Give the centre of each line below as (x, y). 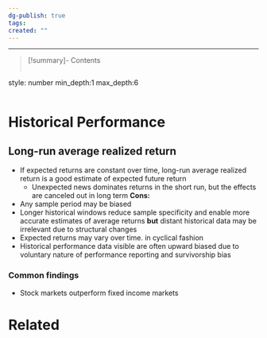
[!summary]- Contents (64, 60)
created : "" (28, 30)
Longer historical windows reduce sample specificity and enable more (135, 212)
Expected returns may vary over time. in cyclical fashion (112, 238)
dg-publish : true (37, 16)
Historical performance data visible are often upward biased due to (130, 247)
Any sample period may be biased (75, 204)
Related (34, 325)
